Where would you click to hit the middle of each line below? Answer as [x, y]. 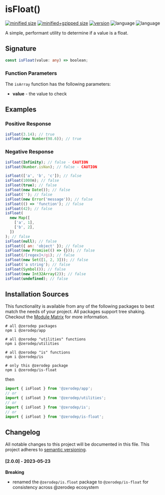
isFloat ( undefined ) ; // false [37, 279]
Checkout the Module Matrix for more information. [57, 317]
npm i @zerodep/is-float [31, 370]
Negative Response [29, 152]
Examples [21, 110]
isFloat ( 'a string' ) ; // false [38, 265]
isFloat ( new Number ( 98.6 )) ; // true [43, 139]
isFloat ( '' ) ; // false [29, 194]
